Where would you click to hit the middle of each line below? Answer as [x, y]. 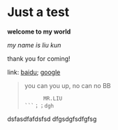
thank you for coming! [39, 58]
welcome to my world [39, 31]
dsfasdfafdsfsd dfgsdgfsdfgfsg [52, 119]
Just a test [38, 12]
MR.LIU [53, 99]
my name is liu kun [34, 45]
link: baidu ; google [34, 72]
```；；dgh [39, 106]
